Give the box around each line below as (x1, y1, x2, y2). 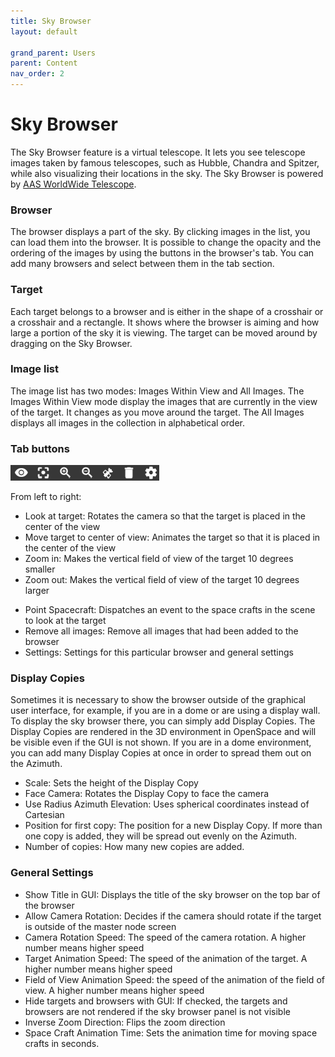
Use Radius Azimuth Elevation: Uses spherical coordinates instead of (24, 798, 310, 810)
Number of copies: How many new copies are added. (24, 841, 245, 853)
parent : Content (10, 58, 78, 69)
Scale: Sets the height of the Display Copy (24, 777, 199, 789)
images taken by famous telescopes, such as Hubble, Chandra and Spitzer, (10, 156, 320, 169)
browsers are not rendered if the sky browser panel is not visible (24, 1005, 291, 1017)
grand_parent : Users (10, 48, 97, 58)
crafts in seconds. (24, 1037, 100, 1049)
